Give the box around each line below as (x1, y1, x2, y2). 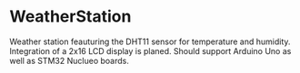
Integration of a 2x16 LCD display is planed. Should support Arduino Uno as (9, 45, 292, 56)
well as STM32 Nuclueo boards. (9, 55, 129, 66)
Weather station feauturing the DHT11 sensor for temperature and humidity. (9, 36, 291, 47)
